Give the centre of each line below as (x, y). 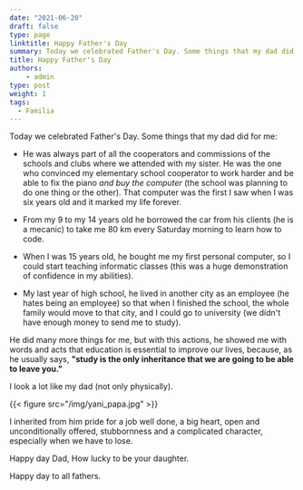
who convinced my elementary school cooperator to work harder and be (158, 173)
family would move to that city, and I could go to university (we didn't (151, 313)
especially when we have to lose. (71, 441)
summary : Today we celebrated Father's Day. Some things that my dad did (152, 52)
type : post (30, 85)
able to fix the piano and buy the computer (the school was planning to (155, 183)
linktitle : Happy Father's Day (68, 43)
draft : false (34, 26)
